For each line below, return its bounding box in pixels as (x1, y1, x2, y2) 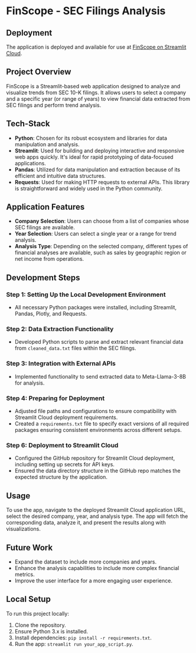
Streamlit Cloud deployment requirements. (14, 414, 118, 421)
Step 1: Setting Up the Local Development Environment (6, 290, 166, 299)
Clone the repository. (14, 621, 66, 629)
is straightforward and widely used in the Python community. (14, 185, 163, 192)
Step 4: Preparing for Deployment (6, 394, 105, 402)
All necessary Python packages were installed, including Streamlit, (14, 304, 177, 311)
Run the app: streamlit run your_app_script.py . (14, 640, 134, 647)
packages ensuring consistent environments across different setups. (14, 427, 182, 434)
